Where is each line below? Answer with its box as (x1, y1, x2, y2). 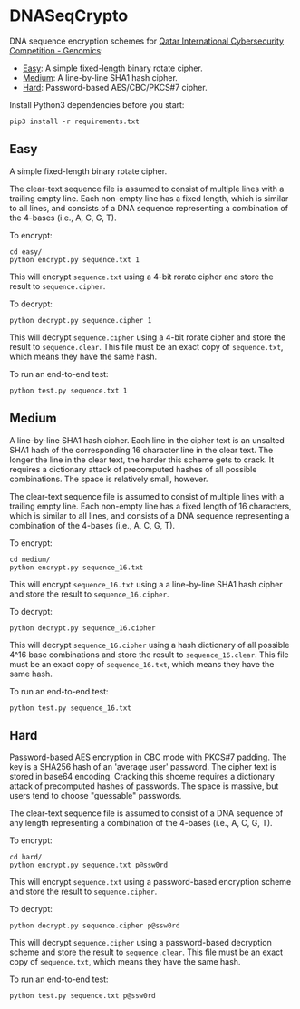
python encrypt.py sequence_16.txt (9, 563, 144, 572)
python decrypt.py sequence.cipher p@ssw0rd (9, 921, 180, 930)
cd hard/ (9, 853, 43, 862)
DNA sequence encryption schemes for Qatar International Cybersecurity (9, 35, 284, 46)
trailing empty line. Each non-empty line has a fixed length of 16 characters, (9, 500, 292, 511)
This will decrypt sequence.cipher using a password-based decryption (9, 937, 272, 948)
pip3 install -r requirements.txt (9, 117, 140, 126)
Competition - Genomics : (9, 44, 103, 55)
